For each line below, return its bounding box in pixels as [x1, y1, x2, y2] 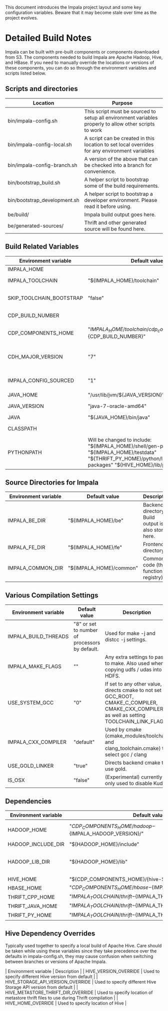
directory [142, 547, 164, 554]
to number [73, 627, 98, 634]
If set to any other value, [104, 680, 162, 687]
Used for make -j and [104, 630, 156, 637]
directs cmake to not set [104, 687, 161, 694]
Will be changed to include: [87, 436, 152, 443]
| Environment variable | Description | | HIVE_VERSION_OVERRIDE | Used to [5, 968, 160, 974]
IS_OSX [7, 777, 25, 784]
